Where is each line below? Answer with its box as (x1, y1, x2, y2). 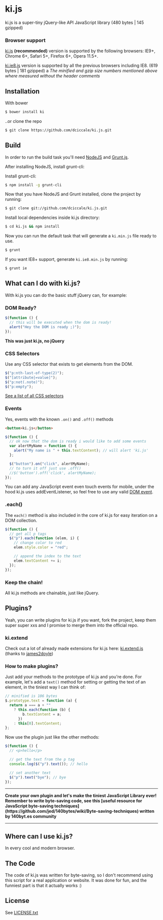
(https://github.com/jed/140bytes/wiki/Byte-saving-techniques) (5, 808, 139, 814)
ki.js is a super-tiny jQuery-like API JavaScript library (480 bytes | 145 (5, 20, 144, 25)
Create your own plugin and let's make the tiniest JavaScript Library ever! (5, 793, 157, 799)
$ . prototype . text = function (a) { (5, 698, 77, 703)
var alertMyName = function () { (9, 444, 77, 449)
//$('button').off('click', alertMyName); (9, 470, 97, 475)
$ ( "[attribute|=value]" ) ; (5, 375, 57, 380)
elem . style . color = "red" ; (14, 545, 68, 550)
